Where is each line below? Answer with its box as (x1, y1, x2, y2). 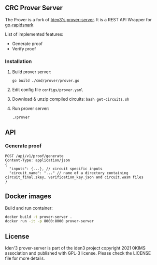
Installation (5, 58, 32, 64)
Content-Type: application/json (5, 157, 70, 163)
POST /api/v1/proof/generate (5, 154, 64, 158)
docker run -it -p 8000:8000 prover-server (5, 219, 94, 224)
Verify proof (12, 46, 36, 51)
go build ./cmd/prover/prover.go (12, 78, 80, 83)
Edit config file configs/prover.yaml (12, 87, 84, 93)
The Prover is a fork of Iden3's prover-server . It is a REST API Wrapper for (5, 16, 152, 22)
